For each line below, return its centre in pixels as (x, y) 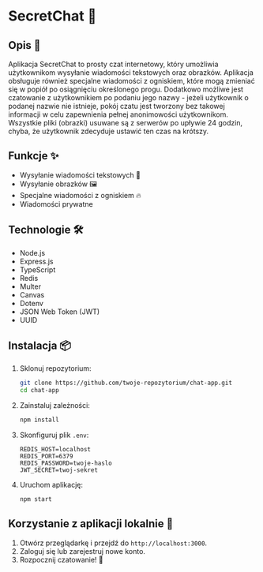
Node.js (32, 252)
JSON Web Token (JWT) (60, 312)
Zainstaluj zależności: (55, 406)
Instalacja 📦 (39, 346)
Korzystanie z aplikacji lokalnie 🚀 (91, 524)
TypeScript (38, 269)
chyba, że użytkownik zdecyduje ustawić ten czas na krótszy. (109, 131)
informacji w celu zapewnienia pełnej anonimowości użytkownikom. (118, 114)
